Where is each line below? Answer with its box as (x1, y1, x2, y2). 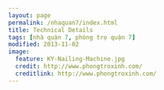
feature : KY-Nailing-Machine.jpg (15, 56, 125, 63)
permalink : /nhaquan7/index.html (8, 19, 118, 27)
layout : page (8, 11, 51, 20)
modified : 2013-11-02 (8, 41, 80, 49)
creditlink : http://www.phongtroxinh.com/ (15, 70, 157, 77)
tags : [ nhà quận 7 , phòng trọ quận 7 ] (8, 33, 136, 41)
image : (8, 48, 30, 56)
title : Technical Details (8, 26, 93, 34)
